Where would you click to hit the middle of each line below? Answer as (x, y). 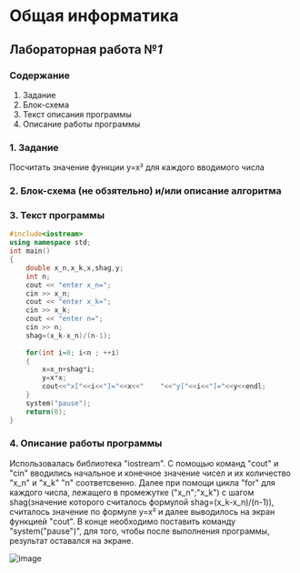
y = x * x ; (55, 378)
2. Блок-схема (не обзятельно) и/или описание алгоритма (145, 191)
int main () (30, 251)
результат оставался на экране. (72, 540)
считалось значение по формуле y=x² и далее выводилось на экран (142, 511)
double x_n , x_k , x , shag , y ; (75, 268)
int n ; (38, 276)
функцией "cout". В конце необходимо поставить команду (123, 521)
